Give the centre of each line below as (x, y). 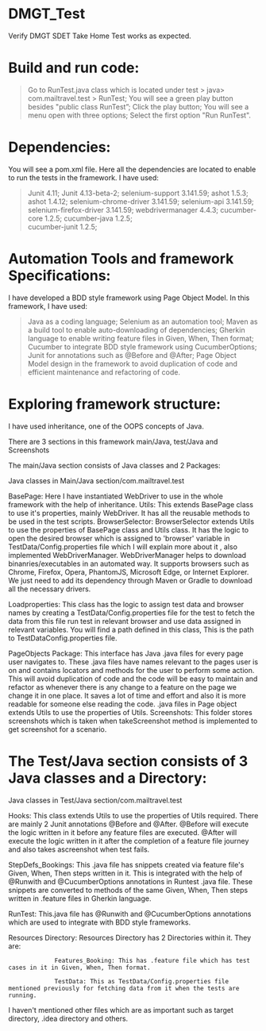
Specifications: (60, 275)
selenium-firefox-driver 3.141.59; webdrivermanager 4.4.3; (123, 210)
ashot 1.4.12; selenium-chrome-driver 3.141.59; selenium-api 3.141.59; (141, 201)
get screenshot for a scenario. (58, 729)
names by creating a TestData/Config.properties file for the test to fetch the (132, 613)
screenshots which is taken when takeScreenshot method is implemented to (133, 721)
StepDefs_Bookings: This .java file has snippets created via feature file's (126, 864)
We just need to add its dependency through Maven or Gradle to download (130, 580)
